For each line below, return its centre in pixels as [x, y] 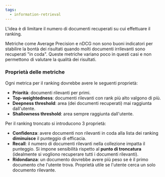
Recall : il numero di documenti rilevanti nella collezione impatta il [79, 143]
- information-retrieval [35, 14]
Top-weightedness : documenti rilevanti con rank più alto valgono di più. [86, 98]
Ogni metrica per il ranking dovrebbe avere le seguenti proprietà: [72, 83]
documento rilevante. [34, 170]
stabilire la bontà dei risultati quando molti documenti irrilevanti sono [75, 49]
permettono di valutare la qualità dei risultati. [51, 59]
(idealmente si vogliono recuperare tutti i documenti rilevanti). [75, 154]
